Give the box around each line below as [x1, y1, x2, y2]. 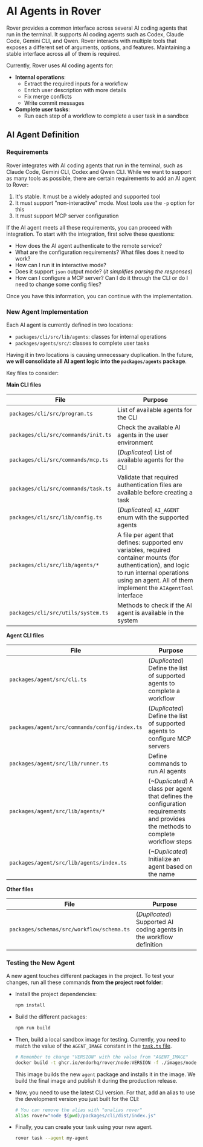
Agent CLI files [6, 631, 44, 639]
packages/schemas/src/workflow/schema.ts [9, 926, 130, 933]
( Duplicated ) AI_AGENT [117, 505, 180, 514]
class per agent [147, 784, 192, 793]
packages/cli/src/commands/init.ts [9, 431, 112, 438]
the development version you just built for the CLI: [14, 1095, 140, 1102]
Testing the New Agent [6, 959, 76, 967]
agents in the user [117, 430, 169, 439]
